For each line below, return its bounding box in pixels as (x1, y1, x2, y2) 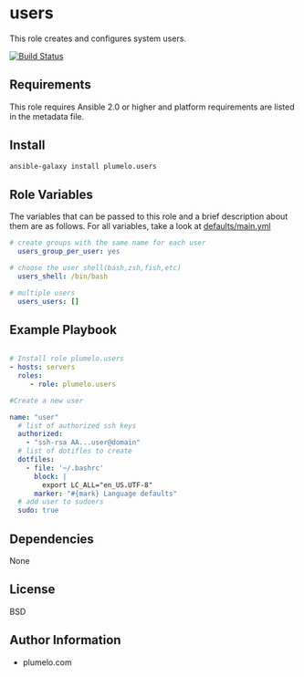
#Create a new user (9, 396, 84, 405)
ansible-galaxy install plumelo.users (9, 161, 157, 171)
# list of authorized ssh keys (17, 421, 137, 431)
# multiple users (9, 288, 76, 297)
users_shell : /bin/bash (17, 272, 108, 281)
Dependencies (9, 531, 94, 547)
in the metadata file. (9, 110, 85, 121)
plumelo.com (22, 656, 72, 668)
